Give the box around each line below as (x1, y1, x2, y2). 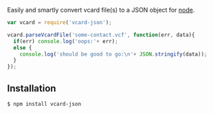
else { (13, 44, 32, 51)
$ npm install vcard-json (7, 100, 81, 107)
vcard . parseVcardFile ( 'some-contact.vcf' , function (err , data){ (7, 31, 195, 38)
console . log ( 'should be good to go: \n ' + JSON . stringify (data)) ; (19, 51, 208, 58)
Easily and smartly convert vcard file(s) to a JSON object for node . (7, 6, 195, 14)
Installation (7, 82, 56, 94)
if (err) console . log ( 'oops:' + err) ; (13, 38, 118, 45)
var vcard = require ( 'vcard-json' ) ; (7, 19, 112, 26)
